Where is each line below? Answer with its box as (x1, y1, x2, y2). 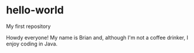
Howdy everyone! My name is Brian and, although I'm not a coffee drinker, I (6, 34, 189, 41)
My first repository (6, 23, 51, 30)
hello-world (6, 3, 64, 17)
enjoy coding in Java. (6, 40, 57, 47)
